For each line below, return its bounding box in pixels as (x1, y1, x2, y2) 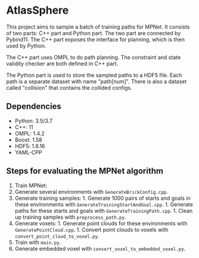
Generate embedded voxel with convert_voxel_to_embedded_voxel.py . (14, 245, 186, 252)
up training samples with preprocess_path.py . (14, 213, 126, 221)
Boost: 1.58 (14, 136, 43, 143)
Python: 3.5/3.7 (14, 117, 52, 124)
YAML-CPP (14, 149, 42, 156)
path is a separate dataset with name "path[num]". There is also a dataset (6, 78, 187, 85)
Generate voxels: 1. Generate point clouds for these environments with (14, 219, 188, 226)
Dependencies (6, 102, 61, 112)
